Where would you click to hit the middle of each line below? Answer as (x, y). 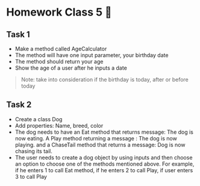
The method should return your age (59, 61)
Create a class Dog (39, 119)
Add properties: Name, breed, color (59, 125)
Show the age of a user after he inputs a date (71, 68)
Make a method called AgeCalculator (61, 49)
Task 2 (19, 105)
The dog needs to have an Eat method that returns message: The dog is (104, 132)
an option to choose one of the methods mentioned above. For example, (105, 164)
